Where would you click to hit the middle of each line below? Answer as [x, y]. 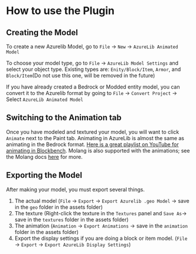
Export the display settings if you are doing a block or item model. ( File [101, 238]
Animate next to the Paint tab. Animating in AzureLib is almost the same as [95, 138]
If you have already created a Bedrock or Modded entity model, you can [93, 87]
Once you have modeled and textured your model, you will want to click [93, 132]
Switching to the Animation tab [64, 118]
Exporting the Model [44, 175]
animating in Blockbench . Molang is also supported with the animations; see [98, 150]
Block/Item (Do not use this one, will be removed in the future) [81, 75]
